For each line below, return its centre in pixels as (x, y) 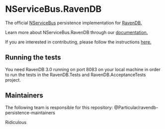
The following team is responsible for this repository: (59, 107)
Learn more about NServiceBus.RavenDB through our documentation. (77, 32)
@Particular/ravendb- (136, 107)
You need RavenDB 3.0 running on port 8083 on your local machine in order (83, 69)
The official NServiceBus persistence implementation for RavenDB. (74, 23)
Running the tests (33, 58)
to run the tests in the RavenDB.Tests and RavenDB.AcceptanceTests (76, 75)
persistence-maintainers (30, 113)
